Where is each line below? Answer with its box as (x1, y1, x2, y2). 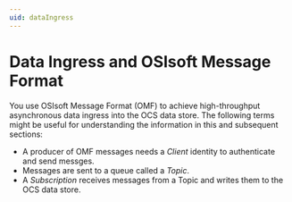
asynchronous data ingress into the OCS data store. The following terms (9, 109, 275, 121)
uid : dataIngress (9, 13, 74, 22)
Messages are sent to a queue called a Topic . (21, 164, 190, 175)
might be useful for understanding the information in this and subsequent (9, 119, 279, 130)
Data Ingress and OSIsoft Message (9, 51, 271, 72)
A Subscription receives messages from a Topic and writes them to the (21, 174, 284, 185)
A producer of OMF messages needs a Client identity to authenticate (21, 146, 275, 156)
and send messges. (21, 156, 96, 166)
